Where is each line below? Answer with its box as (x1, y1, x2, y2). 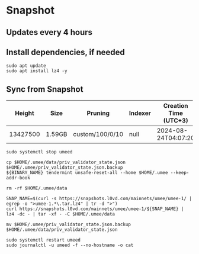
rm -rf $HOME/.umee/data (6, 185, 68, 191)
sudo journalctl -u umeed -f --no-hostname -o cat (6, 242, 134, 249)
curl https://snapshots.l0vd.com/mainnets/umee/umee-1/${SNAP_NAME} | (6, 206, 184, 212)
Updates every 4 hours (6, 27, 93, 37)
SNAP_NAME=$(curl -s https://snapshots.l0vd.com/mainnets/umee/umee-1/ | (6, 196, 192, 202)
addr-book (6, 175, 31, 181)
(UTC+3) (163, 117, 188, 125)
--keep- (170, 170, 190, 176)
